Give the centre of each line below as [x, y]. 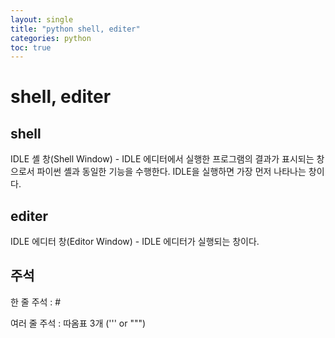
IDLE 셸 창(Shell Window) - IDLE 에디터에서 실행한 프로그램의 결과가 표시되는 [162, 159]
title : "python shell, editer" [75, 29]
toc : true [31, 47]
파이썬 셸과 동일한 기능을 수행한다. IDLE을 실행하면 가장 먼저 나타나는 [171, 172]
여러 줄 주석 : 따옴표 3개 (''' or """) [78, 323]
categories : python [51, 38]
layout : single [42, 19]
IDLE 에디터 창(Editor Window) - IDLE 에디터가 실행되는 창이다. [135, 242]
